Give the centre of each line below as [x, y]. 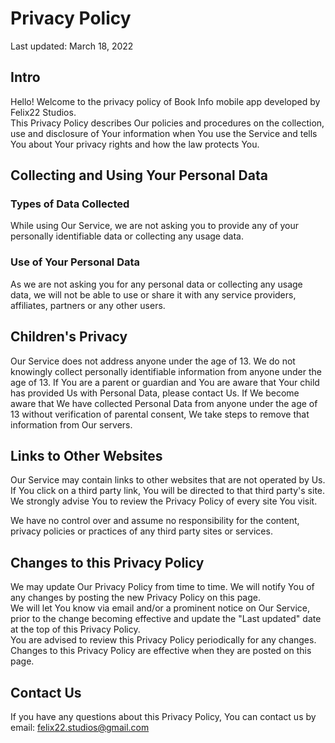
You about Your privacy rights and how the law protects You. [135, 144]
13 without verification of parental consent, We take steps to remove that [160, 414]
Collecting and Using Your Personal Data [139, 175]
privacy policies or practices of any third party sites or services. [141, 531]
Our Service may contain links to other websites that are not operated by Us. [168, 480]
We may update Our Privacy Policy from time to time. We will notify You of [162, 587]
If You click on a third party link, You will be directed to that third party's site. [168, 491]
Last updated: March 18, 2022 [72, 46]
